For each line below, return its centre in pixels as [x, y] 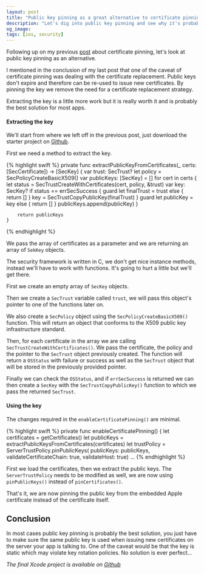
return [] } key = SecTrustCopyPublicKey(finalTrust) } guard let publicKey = [100, 198]
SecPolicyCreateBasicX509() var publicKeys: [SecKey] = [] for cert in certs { [102, 178]
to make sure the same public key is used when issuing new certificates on [100, 540]
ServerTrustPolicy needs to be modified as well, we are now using [90, 475]
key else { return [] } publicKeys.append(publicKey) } [72, 204]
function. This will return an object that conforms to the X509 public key [96, 323]
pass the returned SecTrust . [41, 392]
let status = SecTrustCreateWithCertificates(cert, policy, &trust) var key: [96, 185]
